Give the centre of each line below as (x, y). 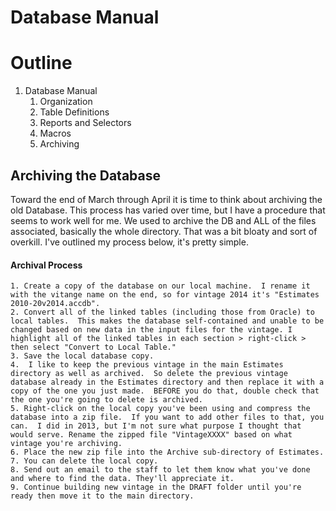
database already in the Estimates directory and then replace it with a (167, 382)
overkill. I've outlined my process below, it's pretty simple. (129, 242)
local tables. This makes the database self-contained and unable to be (167, 321)
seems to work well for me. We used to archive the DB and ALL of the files (163, 220)
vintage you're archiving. (66, 444)
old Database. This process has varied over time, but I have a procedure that (168, 210)
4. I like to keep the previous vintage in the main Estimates (147, 365)
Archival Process (46, 265)
